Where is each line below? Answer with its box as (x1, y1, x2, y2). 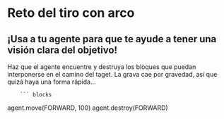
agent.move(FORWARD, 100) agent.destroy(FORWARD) (7, 104, 168, 112)
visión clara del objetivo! (7, 44, 118, 56)
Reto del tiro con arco (7, 5, 135, 21)
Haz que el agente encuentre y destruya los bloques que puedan (7, 63, 196, 71)
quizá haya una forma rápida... (7, 77, 96, 86)
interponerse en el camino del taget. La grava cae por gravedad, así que (7, 70, 218, 78)
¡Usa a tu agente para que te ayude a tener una (7, 33, 217, 45)
